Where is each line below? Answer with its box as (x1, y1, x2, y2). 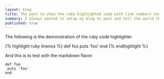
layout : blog (5, 7, 32, 12)
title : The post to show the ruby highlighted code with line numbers (5, 12, 152, 16)
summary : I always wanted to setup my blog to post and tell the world (5, 16, 154, 21)
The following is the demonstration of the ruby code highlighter (5, 34, 132, 40)
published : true (5, 20, 38, 26)
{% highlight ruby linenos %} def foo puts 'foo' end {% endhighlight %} (5, 43, 148, 49)
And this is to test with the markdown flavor (5, 53, 93, 59)
